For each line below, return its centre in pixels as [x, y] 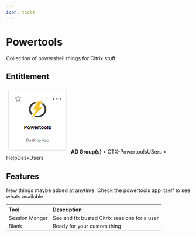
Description [67, 210]
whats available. [25, 197]
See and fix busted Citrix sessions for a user [106, 218]
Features [23, 176]
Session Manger [28, 218]
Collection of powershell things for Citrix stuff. [61, 58]
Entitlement [28, 76]
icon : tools [20, 12]
